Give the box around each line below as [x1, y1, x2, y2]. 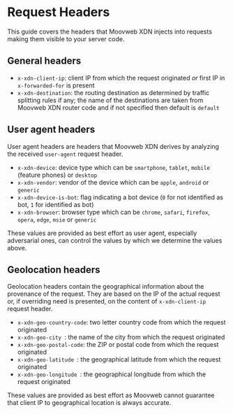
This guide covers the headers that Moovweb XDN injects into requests [7, 27, 213, 36]
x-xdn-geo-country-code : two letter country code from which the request [17, 318, 226, 327]
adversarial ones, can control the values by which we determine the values [7, 236, 223, 245]
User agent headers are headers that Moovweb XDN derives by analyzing [7, 142, 220, 150]
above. [7, 243, 27, 252]
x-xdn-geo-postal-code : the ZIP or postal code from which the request [17, 341, 219, 349]
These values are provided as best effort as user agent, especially [7, 229, 197, 237]
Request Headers [7, 4, 110, 20]
